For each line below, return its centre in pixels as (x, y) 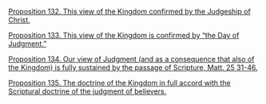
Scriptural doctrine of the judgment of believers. (87, 91)
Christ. (19, 20)
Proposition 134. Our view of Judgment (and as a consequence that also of (131, 59)
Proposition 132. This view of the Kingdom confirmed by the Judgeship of (130, 12)
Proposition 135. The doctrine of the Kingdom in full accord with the (119, 83)
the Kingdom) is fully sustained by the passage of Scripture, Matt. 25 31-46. (133, 67)
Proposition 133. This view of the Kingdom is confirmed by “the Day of (124, 35)
